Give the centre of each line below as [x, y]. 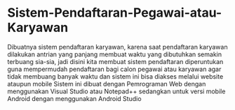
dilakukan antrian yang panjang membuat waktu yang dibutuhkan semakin [115, 54]
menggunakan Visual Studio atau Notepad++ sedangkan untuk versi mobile [116, 91]
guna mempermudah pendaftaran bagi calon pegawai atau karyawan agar [114, 69]
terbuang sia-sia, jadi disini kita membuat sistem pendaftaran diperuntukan [115, 61]
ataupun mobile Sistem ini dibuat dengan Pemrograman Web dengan [107, 84]
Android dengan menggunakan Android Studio [74, 98]
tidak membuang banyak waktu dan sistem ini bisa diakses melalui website [115, 76]
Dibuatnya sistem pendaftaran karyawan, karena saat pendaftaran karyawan [117, 47]
